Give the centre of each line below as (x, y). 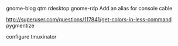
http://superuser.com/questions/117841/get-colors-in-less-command (89, 19)
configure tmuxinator (31, 37)
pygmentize (20, 26)
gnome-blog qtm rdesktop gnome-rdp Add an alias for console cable (89, 8)
